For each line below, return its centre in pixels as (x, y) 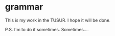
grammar (24, 7)
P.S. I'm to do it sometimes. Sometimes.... (47, 29)
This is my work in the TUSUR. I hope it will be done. (58, 20)
